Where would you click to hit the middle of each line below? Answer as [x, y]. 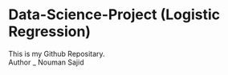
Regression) [49, 32]
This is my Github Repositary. [57, 53]
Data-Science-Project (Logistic [114, 15]
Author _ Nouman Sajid [46, 62]
